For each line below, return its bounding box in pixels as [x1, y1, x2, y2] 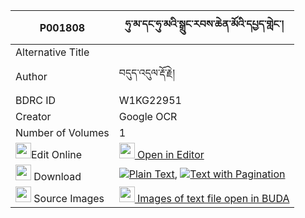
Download [33, 170, 82, 183]
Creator [15, 110, 52, 123]
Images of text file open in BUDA [137, 192, 290, 205]
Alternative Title [15, 45, 90, 59]
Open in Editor [137, 148, 205, 161]
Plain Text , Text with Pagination [128, 167, 286, 181]
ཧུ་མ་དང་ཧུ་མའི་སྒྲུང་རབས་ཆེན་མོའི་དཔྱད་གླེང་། [124, 17, 284, 31]
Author [15, 69, 48, 83]
